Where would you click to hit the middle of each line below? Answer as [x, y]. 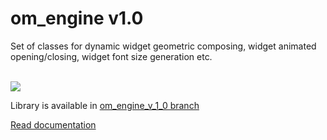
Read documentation [53, 124]
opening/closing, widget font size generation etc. [111, 56]
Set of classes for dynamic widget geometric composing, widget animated [163, 46]
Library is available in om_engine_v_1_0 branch [105, 105]
